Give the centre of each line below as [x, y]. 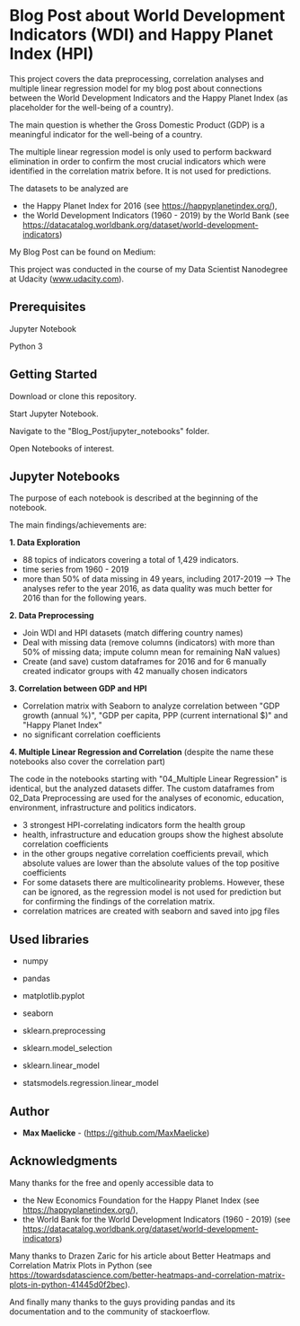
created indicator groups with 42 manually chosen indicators [135, 672]
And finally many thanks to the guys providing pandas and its [122, 1302]
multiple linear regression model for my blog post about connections [136, 88]
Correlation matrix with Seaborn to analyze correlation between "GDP [151, 706]
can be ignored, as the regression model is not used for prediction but [152, 892]
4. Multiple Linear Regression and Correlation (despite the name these [141, 752]
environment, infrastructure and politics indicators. [103, 808]
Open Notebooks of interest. [62, 448]
